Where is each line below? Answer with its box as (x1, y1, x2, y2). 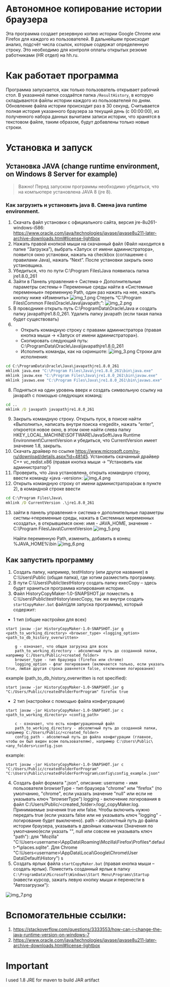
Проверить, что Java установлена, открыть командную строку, (13, 469, 151, 476)
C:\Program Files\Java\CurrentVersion (13, 526, 93, 532)
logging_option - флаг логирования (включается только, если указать (15, 661, 165, 666)
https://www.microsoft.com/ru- (75, 448, 141, 454)
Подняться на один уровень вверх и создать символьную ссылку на (13, 387, 162, 393)
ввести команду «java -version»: (13, 475, 83, 481)
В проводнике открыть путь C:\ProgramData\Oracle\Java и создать (13, 305, 157, 311)
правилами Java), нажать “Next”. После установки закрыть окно (13, 257, 153, 263)
